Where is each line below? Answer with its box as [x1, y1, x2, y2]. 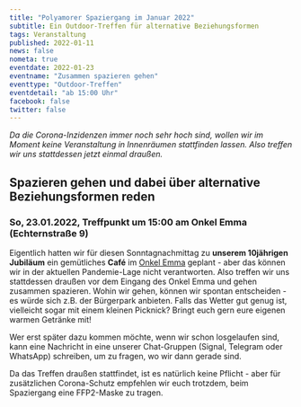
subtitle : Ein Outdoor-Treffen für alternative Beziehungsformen [9, 22, 259, 31]
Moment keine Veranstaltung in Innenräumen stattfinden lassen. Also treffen [9, 139, 293, 150]
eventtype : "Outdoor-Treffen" [9, 80, 123, 89]
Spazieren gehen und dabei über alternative [9, 174, 261, 190]
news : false [9, 47, 54, 56]
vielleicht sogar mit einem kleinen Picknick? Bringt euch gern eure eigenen [9, 305, 286, 315]
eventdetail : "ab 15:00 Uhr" [9, 88, 119, 97]
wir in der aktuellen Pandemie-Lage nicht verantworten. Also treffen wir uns [9, 266, 290, 277]
